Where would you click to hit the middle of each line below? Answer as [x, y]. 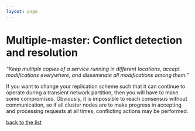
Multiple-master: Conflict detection [94, 40]
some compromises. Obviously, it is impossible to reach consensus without [97, 98]
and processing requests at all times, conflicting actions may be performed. [97, 111]
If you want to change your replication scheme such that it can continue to [96, 86]
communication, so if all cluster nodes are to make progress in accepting [94, 105]
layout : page [22, 11]
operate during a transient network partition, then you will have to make [92, 92]
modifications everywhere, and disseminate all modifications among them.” [97, 75]
